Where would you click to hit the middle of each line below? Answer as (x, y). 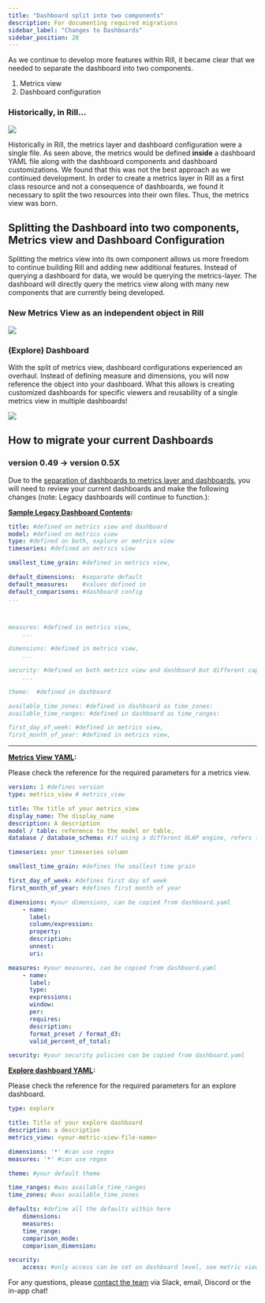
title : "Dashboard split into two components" (86, 15)
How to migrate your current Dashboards (111, 441)
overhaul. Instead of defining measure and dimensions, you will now (119, 375)
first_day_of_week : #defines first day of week (88, 881)
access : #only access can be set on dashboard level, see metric (132, 1268)
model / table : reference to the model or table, (91, 831)
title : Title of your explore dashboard (76, 1123)
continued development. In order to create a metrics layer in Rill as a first (126, 177)
